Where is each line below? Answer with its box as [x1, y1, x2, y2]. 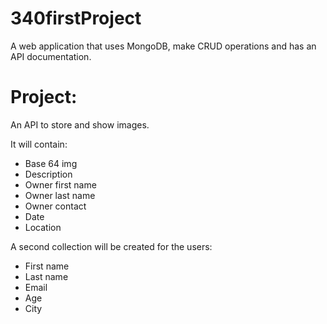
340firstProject [10, 7, 142, 30]
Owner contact [24, 200, 87, 212]
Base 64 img [24, 157, 78, 169]
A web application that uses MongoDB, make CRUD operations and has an [10, 40, 317, 52]
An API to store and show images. [10, 118, 150, 131]
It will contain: [10, 138, 68, 150]
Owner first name [24, 178, 97, 191]
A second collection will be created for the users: [10, 240, 213, 252]
